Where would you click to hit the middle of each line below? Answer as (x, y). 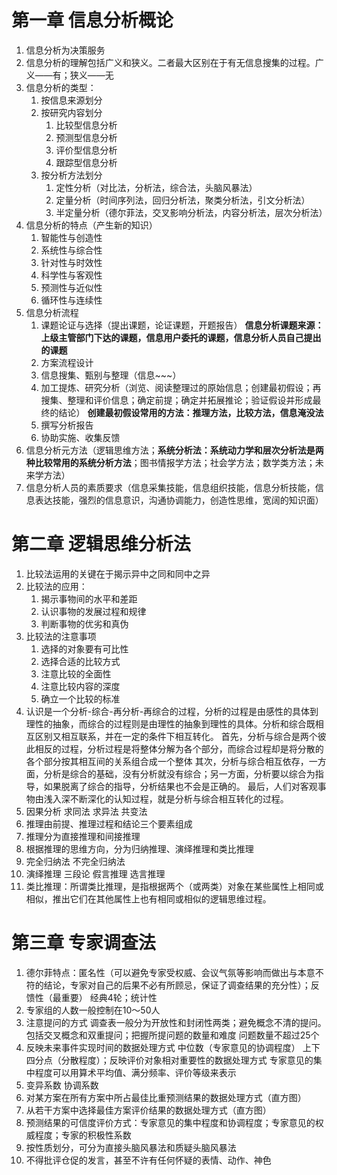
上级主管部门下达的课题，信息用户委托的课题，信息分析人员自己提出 (181, 337)
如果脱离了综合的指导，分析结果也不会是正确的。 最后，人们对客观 (180, 786)
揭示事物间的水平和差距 (89, 598)
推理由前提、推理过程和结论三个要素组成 (109, 823)
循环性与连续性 (71, 300)
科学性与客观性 (71, 275)
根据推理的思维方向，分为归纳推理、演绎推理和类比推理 (139, 848)
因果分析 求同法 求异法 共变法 (86, 811)
